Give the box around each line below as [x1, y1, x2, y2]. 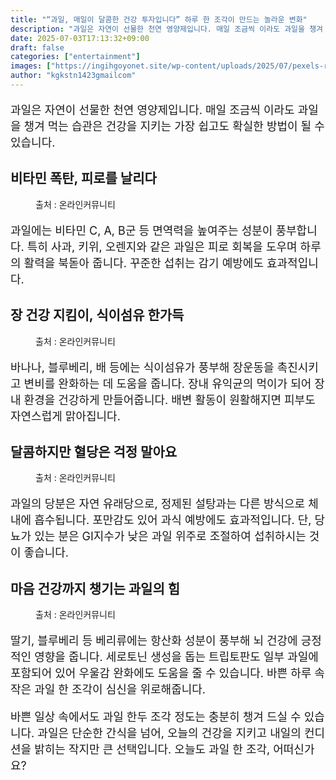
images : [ [10, 61, 52, 71]
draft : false [10, 42, 65, 53]
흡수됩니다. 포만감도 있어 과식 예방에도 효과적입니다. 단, [34, 513, 312, 528]
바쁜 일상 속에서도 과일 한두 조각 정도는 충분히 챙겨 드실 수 [10, 710, 302, 725]
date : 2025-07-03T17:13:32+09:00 [10, 33, 150, 43]
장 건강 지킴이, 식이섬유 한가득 [10, 307, 185, 324]
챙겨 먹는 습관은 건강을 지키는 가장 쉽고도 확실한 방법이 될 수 [23, 119, 325, 133]
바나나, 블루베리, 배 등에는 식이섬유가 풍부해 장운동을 [10, 360, 275, 375]
